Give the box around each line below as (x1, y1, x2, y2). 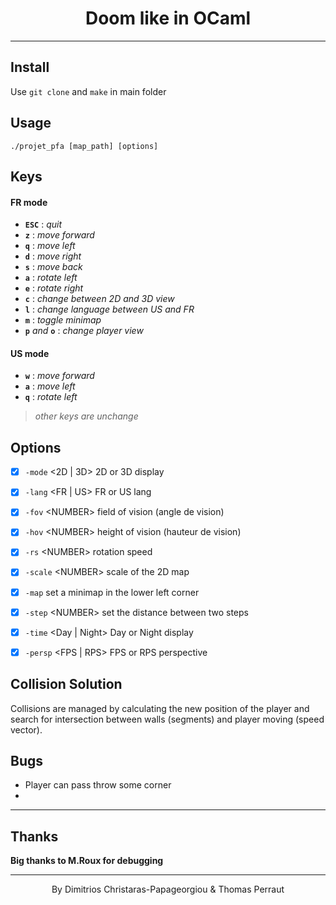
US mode (10, 347, 50, 359)
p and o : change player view (24, 325, 144, 337)
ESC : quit (24, 218, 63, 231)
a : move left (24, 380, 76, 392)
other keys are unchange (34, 410, 139, 422)
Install (10, 59, 50, 76)
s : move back (24, 261, 83, 273)
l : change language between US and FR (24, 303, 195, 316)
